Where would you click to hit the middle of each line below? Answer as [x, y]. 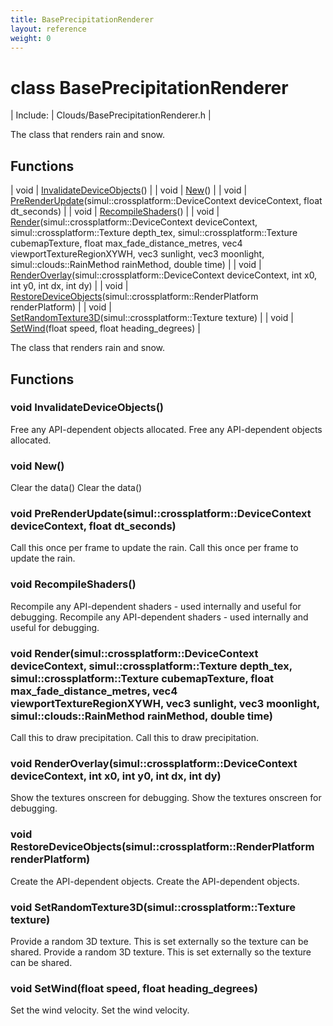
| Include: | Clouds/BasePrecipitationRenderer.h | [111, 115]
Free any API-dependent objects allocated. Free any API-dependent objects [166, 429]
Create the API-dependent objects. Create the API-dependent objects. [155, 881]
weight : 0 [31, 38]
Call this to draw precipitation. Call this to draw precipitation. [135, 737]
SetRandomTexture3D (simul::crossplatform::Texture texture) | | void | [152, 318]
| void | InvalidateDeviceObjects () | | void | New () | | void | [129, 190]
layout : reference [48, 29]
